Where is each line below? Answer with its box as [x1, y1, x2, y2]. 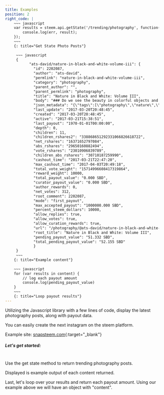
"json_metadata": [33, 103, 69, 108]
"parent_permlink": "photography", [33, 89, 106, 94]
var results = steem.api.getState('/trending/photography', [14, 25, 139, 30]
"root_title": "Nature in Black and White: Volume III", [33, 230, 152, 235]
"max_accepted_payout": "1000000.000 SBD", [33, 203, 123, 208]
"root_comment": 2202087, [33, 194, 86, 199]
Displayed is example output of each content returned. [5, 370, 115, 375]
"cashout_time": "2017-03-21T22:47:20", [33, 157, 117, 162]
